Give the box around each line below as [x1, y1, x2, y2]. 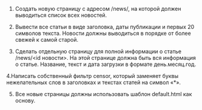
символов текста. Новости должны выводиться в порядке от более [15, 30, 191, 37]
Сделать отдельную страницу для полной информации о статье [15, 48, 182, 55]
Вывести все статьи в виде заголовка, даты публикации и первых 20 [15, 24, 195, 30]
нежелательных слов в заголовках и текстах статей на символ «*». [6, 79, 181, 86]
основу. [15, 97, 36, 104]
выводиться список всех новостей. [15, 11, 107, 19]
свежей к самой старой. [15, 36, 79, 43]
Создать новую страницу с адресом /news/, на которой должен [15, 5, 181, 12]
